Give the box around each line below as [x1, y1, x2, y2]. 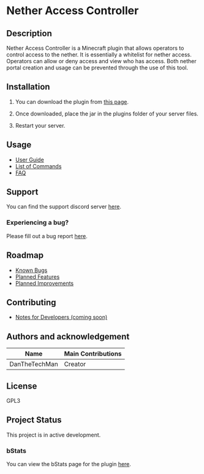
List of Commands [15, 162, 62, 169]
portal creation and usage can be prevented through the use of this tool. [6, 64, 189, 71]
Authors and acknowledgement [6, 331, 130, 341]
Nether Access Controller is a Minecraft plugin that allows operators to [6, 44, 184, 52]
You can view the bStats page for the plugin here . [6, 460, 132, 468]
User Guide [15, 156, 44, 163]
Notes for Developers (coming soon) [15, 314, 108, 321]
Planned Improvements [15, 279, 74, 287]
